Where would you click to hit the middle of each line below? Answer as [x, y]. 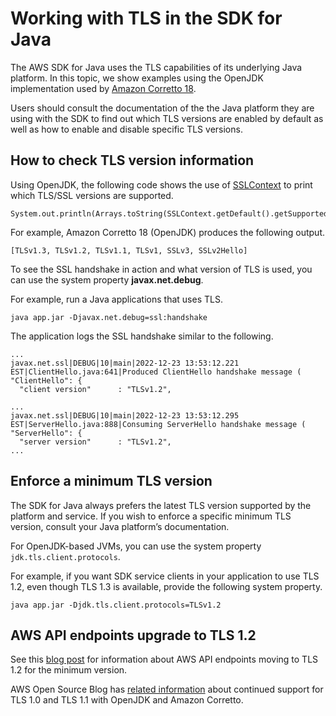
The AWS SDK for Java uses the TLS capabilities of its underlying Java [156, 67]
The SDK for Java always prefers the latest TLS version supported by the [161, 505]
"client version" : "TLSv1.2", [95, 389]
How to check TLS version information [132, 160]
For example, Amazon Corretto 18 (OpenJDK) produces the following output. [168, 232]
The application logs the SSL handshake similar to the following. [142, 336]
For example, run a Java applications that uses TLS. [116, 299]
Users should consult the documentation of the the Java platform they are [162, 108]
